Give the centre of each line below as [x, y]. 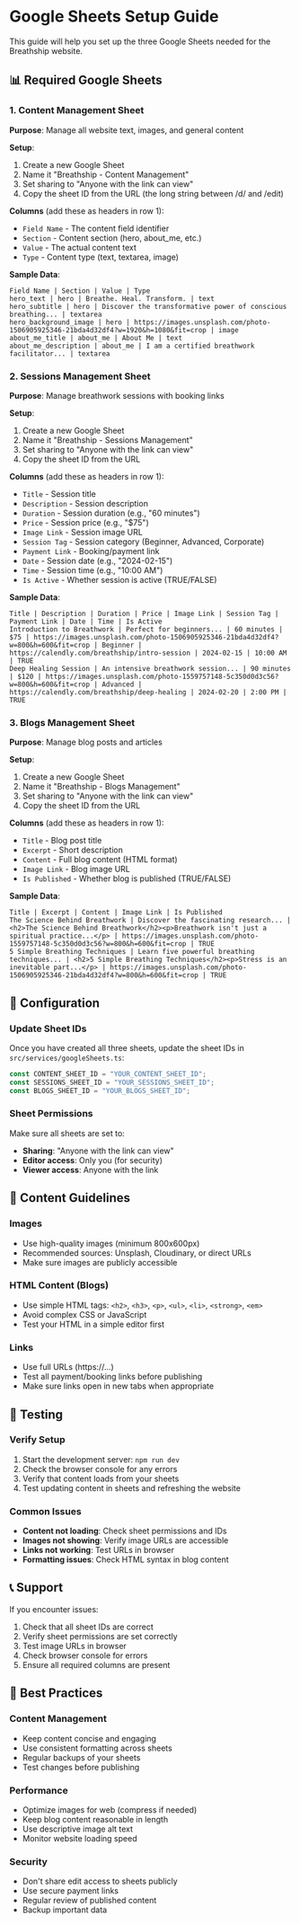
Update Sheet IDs [48, 1028]
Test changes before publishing [81, 1767]
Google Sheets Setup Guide [114, 17]
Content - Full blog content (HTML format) [100, 860]
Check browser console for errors [85, 1655]
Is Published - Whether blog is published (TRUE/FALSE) [127, 878]
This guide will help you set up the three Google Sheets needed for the [140, 41]
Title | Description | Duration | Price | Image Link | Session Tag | [144, 613]
